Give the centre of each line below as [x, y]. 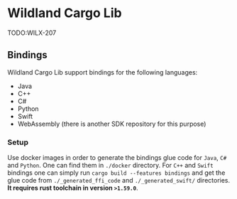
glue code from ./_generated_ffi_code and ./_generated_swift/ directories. [119, 181]
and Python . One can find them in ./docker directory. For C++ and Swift [111, 166]
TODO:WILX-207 [32, 33]
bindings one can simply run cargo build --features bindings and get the [116, 173]
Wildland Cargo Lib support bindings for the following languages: [103, 72]
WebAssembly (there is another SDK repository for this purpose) [112, 124]
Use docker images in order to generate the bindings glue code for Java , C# [117, 158]
